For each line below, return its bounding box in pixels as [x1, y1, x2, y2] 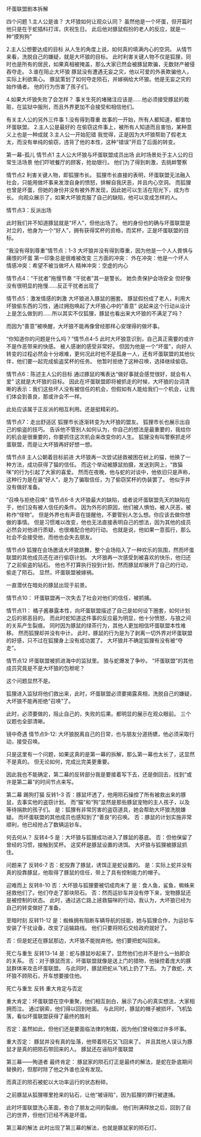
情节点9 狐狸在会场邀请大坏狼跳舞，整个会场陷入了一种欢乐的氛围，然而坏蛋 [6, 547, 194, 553]
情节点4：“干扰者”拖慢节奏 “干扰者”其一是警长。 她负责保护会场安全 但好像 [6, 275, 191, 281]
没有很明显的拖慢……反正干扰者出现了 [6, 282, 100, 289]
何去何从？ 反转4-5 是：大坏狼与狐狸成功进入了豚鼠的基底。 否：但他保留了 [6, 834, 193, 841]
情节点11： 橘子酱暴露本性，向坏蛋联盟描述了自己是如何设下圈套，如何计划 [6, 607, 190, 614]
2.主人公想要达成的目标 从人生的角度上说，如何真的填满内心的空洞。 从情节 [6, 46, 193, 53]
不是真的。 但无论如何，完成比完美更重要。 [6, 758, 112, 765]
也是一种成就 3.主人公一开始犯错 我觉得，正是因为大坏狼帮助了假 [16, 131, 176, 138]
